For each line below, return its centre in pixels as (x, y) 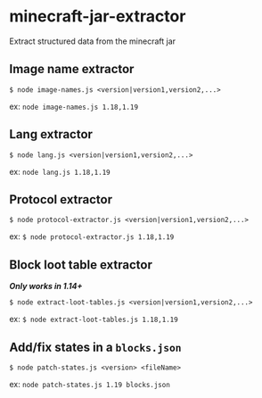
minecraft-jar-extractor (98, 17)
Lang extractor (51, 134)
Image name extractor (72, 69)
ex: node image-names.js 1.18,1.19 (74, 106)
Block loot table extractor (81, 265)
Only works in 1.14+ (46, 286)
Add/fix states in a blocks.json (95, 347)
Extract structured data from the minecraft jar (93, 41)
